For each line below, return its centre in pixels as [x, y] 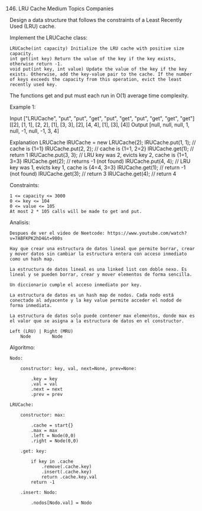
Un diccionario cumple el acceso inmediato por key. [76, 285]
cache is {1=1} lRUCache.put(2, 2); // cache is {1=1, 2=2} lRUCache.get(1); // [102, 149]
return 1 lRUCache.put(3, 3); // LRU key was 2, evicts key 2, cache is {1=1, [99, 155]
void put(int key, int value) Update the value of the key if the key [98, 69]
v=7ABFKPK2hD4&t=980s [36, 238]
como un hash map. [32, 259]
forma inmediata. [31, 306]
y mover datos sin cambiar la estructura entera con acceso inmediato [98, 254]
